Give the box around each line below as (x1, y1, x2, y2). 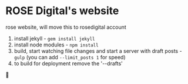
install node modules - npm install (14, 41, 99, 48)
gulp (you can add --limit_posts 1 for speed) (14, 53, 126, 61)
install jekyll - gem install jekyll (14, 35, 95, 42)
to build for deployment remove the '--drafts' (14, 60, 123, 67)
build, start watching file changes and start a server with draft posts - (14, 47, 183, 54)
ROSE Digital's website (5, 4, 119, 18)
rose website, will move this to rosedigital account (5, 23, 127, 31)
